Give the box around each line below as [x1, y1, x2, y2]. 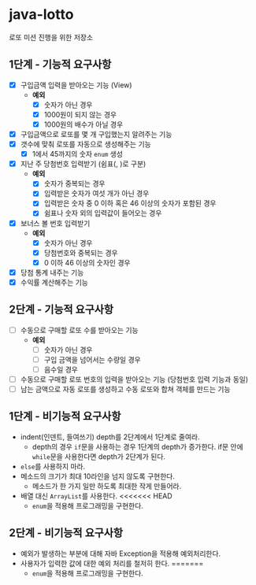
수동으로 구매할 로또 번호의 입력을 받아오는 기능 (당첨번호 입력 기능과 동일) [20, 374, 249, 383]
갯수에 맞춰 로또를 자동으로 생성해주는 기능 [20, 139, 152, 149]
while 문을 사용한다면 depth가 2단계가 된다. [32, 451, 166, 461]
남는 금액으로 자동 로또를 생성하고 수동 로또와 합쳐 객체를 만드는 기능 [20, 384, 231, 394]
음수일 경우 [43, 365, 78, 374]
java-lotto [9, 6, 74, 24]
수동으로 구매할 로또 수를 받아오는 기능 [20, 325, 139, 335]
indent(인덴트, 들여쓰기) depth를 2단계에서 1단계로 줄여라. [20, 431, 200, 442]
